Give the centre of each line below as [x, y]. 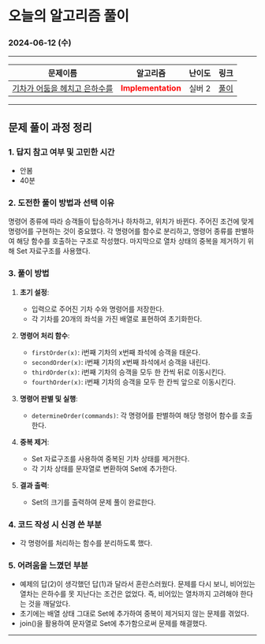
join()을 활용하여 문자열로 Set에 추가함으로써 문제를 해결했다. [113, 624]
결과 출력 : [34, 485]
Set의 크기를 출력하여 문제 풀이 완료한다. [93, 502]
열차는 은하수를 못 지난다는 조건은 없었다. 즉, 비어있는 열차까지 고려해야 [129, 594]
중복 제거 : [34, 441]
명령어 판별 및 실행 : [49, 398]
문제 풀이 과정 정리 [50, 127]
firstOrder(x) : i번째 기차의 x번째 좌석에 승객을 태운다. [116, 352]
